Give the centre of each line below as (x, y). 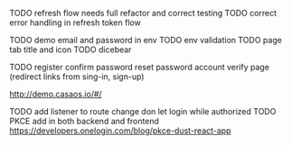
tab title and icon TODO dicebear (70, 50)
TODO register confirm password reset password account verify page (139, 67)
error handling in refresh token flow (75, 23)
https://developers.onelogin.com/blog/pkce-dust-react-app (121, 131)
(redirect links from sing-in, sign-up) (77, 77)
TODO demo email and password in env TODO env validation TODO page (146, 40)
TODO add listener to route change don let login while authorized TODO (143, 111)
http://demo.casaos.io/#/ (56, 94)
